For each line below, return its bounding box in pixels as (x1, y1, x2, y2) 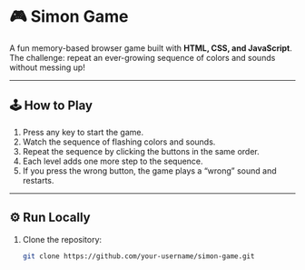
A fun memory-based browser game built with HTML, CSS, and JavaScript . (9, 42, 292, 54)
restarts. (22, 175, 54, 185)
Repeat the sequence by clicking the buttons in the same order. (22, 145, 261, 156)
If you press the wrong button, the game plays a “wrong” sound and (22, 165, 277, 176)
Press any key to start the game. (22, 126, 143, 137)
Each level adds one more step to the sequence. (22, 155, 203, 166)
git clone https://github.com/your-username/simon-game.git (22, 251, 255, 261)
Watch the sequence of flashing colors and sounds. (22, 136, 216, 147)
